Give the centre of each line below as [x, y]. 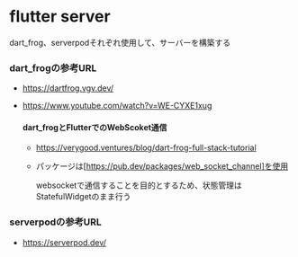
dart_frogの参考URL [53, 67]
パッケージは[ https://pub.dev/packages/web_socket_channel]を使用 [162, 166]
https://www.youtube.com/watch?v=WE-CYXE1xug [117, 106]
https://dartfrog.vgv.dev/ [68, 88]
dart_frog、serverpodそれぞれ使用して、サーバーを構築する [120, 42]
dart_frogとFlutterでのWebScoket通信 [95, 127]
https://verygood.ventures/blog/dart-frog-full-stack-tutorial [146, 148]
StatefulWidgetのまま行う [83, 197]
